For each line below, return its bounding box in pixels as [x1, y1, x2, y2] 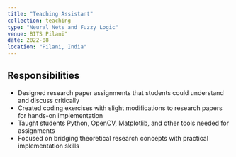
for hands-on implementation [17, 111, 103, 119]
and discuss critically [17, 96, 80, 104]
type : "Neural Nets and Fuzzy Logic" [7, 23, 119, 31]
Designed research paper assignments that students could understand [17, 88, 225, 97]
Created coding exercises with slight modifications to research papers [17, 104, 223, 112]
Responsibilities [7, 70, 80, 82]
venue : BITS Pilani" [7, 30, 69, 38]
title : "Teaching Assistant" [7, 10, 94, 18]
